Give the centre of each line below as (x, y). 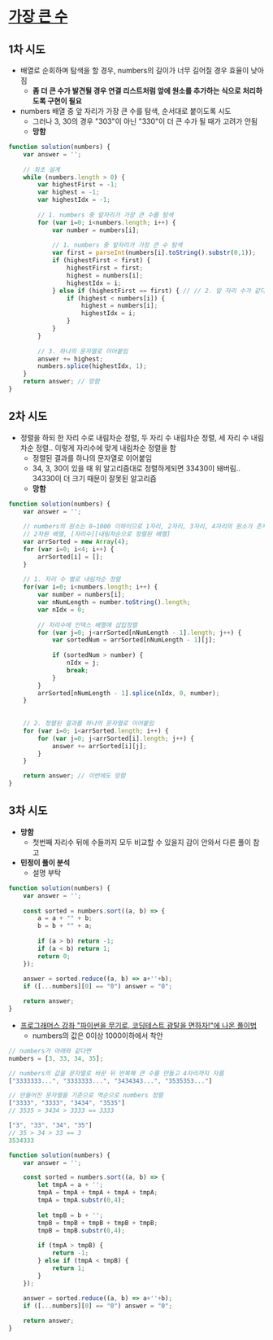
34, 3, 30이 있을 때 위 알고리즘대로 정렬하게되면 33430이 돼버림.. (136, 468)
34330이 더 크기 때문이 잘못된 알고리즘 (94, 478)
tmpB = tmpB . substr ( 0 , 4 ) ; (82, 1230)
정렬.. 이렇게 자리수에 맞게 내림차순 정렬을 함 (106, 448)
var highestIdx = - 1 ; (74, 200)
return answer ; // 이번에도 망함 (74, 776)
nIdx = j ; (83, 663)
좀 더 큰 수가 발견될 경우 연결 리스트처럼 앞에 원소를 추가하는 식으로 (136, 91)
